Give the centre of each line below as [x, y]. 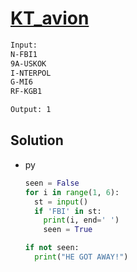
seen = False [52, 183]
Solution [37, 140]
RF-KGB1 [26, 92]
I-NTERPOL [31, 73]
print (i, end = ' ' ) [81, 220]
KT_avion [50, 18]
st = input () [61, 202]
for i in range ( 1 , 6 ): [72, 192]
